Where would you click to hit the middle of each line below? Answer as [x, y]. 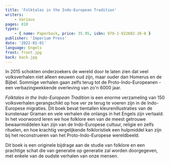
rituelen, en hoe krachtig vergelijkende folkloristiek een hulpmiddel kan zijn [83, 130]
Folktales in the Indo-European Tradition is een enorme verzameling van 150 [85, 97]
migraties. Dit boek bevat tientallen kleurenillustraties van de [89, 108]
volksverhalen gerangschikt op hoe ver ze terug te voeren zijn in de [76, 103]
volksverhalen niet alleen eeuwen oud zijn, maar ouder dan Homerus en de [83, 77]
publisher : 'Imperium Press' [36, 39]
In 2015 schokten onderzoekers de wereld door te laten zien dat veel [77, 72]
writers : [14, 15]
